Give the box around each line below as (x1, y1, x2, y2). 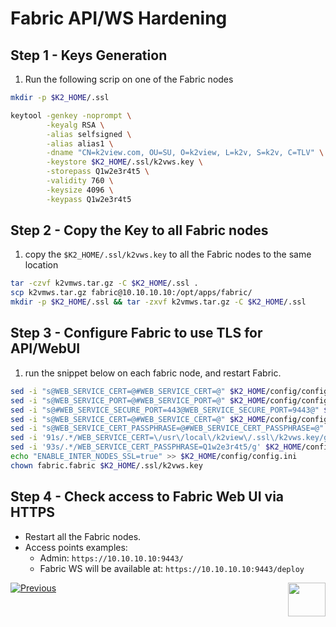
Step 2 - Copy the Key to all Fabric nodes (10, 222, 269, 239)
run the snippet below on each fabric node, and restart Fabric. (24, 367, 282, 379)
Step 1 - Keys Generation (10, 47, 168, 64)
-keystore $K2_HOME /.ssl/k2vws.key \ (46, 157, 203, 167)
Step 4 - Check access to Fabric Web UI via (10, 488, 285, 506)
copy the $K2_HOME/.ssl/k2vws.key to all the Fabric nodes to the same (24, 248, 312, 261)
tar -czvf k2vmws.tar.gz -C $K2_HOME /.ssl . (10, 278, 199, 289)
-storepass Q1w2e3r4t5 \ (46, 167, 150, 177)
